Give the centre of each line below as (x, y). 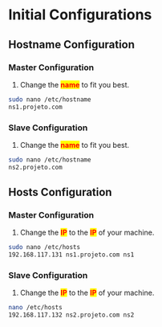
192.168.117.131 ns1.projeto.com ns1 (71, 255)
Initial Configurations (80, 15)
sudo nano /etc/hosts (45, 247)
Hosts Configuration (60, 192)
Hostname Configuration (71, 45)
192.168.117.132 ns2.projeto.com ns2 (71, 315)
